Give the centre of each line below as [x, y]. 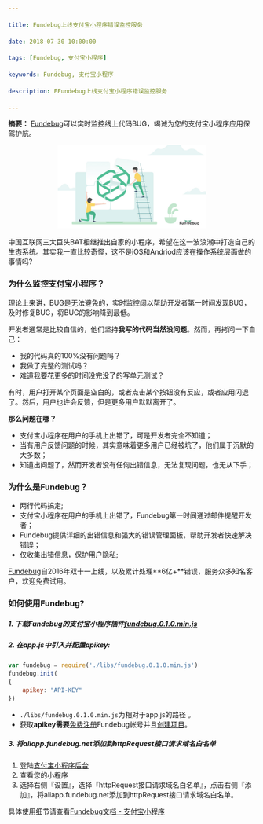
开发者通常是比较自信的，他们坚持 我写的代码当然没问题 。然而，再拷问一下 [128, 329]
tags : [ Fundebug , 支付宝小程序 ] [58, 58]
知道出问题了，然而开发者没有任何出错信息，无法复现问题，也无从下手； [136, 464]
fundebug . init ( [33, 674]
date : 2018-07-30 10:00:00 [52, 42]
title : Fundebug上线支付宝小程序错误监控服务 [75, 25]
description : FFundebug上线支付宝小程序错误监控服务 [88, 91]
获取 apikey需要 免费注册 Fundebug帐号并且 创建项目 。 [106, 724]
